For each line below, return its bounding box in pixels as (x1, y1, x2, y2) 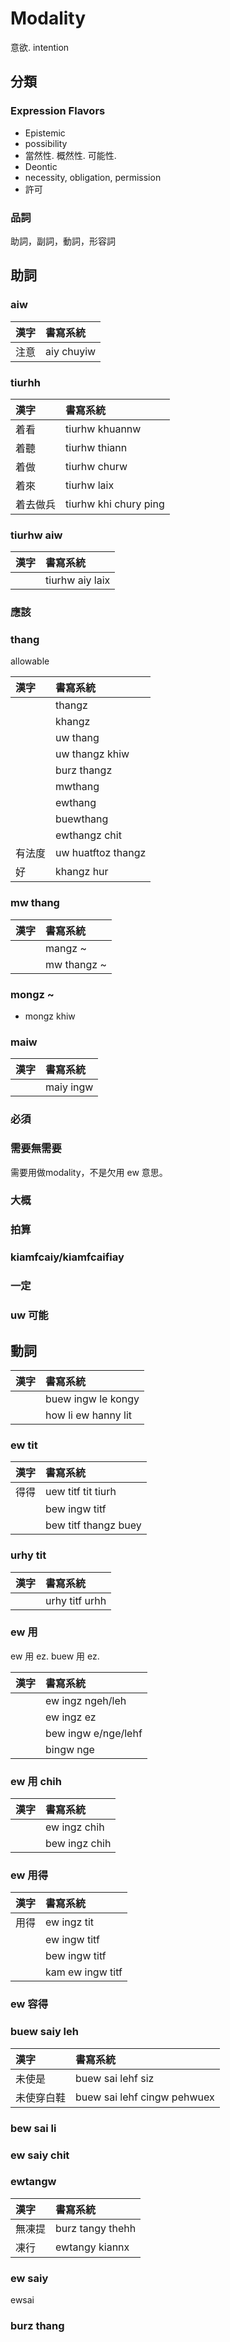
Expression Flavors (10, 104, 106, 118)
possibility (24, 137, 68, 149)
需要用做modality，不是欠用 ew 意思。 (10, 1166, 168, 1178)
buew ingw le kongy (45, 1392, 140, 1406)
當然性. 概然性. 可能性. (24, 149, 117, 161)
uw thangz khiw (55, 747, 130, 761)
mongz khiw (24, 1010, 76, 1022)
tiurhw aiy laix (45, 573, 111, 587)
